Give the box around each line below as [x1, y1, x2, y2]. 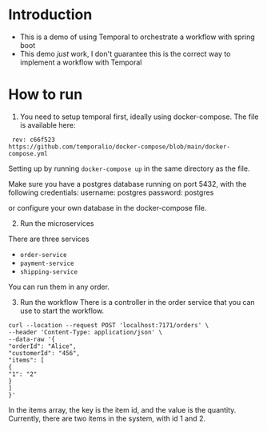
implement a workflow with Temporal [19, 57, 142, 67]
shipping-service [19, 267, 78, 276]
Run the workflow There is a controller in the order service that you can [19, 297, 256, 306]
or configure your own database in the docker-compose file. [8, 203, 207, 212]
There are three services [8, 234, 90, 243]
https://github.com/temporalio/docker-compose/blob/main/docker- [8, 142, 230, 151]
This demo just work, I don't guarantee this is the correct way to [19, 49, 231, 58]
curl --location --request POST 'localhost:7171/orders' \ [8, 321, 209, 329]
